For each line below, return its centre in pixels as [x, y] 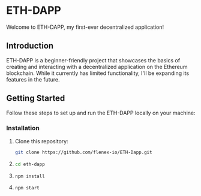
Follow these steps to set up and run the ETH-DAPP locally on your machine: [101, 113]
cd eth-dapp [30, 164]
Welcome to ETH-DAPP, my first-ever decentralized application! [85, 27]
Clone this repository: [41, 141]
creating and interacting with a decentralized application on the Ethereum [97, 67]
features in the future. [33, 79]
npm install [30, 176]
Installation [23, 128]
